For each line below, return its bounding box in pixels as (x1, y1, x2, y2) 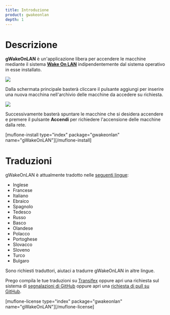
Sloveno (12, 247, 30, 253)
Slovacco (12, 241, 33, 248)
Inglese (12, 182, 29, 188)
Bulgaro (12, 258, 30, 264)
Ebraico (12, 198, 29, 204)
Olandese (12, 225, 33, 231)
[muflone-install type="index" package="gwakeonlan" (5, 132, 120, 138)
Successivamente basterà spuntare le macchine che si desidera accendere (5, 111, 163, 117)
